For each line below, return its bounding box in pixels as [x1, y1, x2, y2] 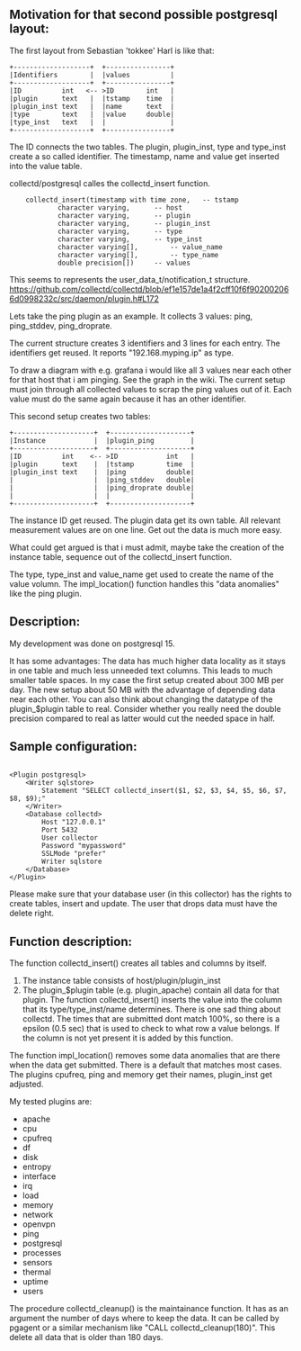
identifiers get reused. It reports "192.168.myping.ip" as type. [9, 347, 235, 358]
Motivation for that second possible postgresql [9, 7, 279, 23]
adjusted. [9, 1079, 44, 1090]
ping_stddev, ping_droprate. [9, 320, 112, 331]
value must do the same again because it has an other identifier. [9, 393, 247, 404]
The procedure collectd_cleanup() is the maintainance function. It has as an [9, 1303, 289, 1314]
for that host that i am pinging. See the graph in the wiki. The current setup [9, 374, 286, 385]
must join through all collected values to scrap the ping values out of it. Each [9, 383, 292, 394]
